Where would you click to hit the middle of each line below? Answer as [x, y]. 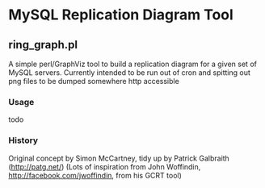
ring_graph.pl [43, 45]
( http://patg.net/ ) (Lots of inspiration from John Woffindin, [105, 166]
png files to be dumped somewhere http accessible [94, 81]
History [23, 140]
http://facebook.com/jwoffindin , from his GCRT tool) [95, 175]
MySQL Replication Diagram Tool [121, 15]
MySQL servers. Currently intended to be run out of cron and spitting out [129, 73]
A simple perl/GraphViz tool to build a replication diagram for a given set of [132, 64]
